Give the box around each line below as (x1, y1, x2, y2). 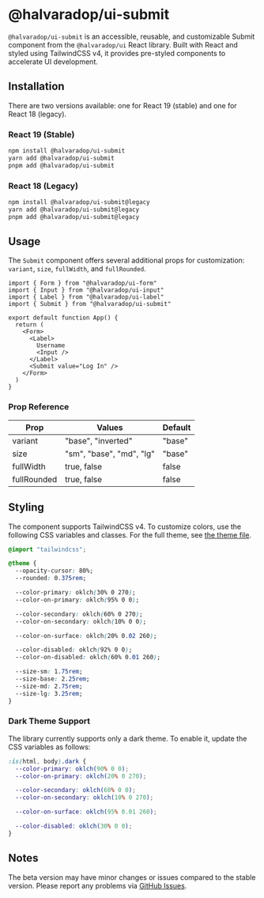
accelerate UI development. (8, 57, 99, 66)
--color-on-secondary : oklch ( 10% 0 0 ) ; (15, 617, 147, 625)
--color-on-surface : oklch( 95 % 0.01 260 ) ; (15, 808, 157, 816)
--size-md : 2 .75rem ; (15, 682, 83, 690)
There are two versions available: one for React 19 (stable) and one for (8, 100, 237, 110)
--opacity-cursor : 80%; (15, 567, 93, 575)
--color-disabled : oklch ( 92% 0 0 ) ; (15, 646, 133, 654)
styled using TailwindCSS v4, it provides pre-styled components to (8, 48, 226, 58)
